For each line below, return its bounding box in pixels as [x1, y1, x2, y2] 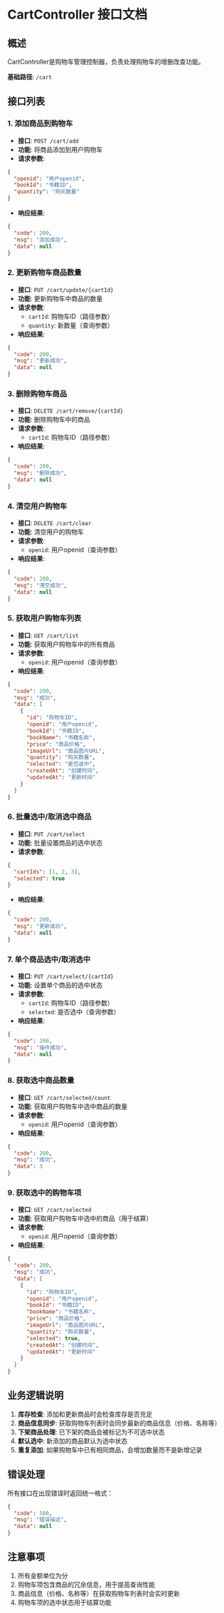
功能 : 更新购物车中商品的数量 [17, 294, 103, 303]
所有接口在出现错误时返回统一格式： [7, 1489, 114, 1497]
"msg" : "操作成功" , [14, 1043, 68, 1051]
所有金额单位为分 [17, 1571, 68, 1579]
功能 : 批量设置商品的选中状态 [17, 838, 103, 846]
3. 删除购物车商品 [7, 389, 68, 399]
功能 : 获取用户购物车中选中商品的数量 [17, 1102, 128, 1111]
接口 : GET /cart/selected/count [17, 1093, 111, 1101]
